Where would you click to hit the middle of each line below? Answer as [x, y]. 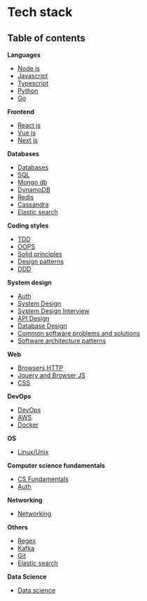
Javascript [33, 76]
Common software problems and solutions [79, 333]
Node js [29, 68]
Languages [24, 55]
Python [28, 91]
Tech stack [40, 12]
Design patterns [41, 261]
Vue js [27, 133]
